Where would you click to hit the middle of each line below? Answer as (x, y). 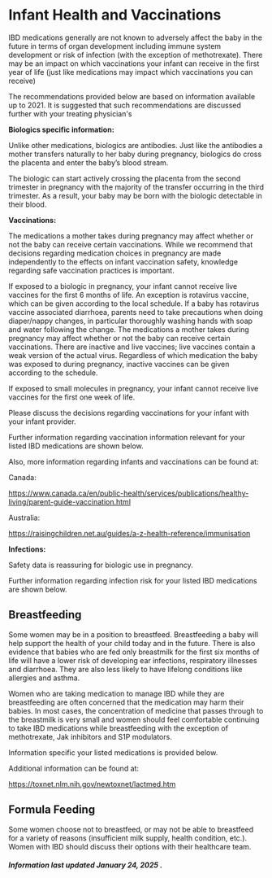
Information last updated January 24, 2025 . (86, 865)
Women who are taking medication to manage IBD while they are (117, 693)
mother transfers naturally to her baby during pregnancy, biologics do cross (135, 154)
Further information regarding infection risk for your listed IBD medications (133, 580)
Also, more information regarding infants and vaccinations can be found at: (134, 461)
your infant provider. (42, 422)
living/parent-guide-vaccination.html (70, 501)
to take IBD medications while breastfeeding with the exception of (119, 728)
